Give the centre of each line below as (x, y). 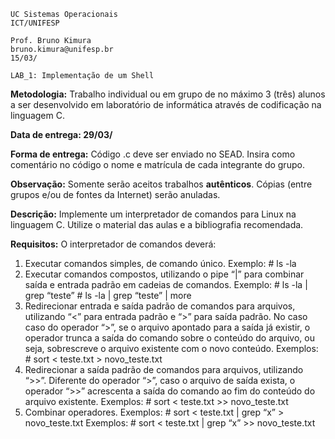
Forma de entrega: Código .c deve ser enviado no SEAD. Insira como (153, 154)
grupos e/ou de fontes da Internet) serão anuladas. (115, 194)
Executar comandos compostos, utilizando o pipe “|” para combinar (164, 274)
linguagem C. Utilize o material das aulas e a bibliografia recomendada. (157, 224)
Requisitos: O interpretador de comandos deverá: (113, 244)
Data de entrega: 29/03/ (61, 134)
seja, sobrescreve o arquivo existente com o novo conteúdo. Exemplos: (171, 348)
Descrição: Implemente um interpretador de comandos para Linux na (153, 214)
